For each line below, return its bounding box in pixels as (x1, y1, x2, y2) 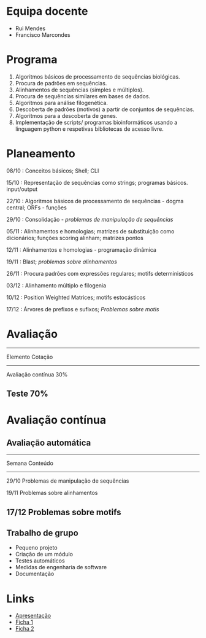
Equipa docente (6, 4, 88, 18)
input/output (6, 185, 38, 193)
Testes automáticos (15, 557, 66, 564)
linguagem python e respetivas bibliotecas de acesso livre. (15, 125, 164, 133)
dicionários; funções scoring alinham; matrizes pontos (6, 234, 144, 241)
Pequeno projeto (15, 544, 58, 551)
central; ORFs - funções (6, 204, 67, 211)
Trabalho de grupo (6, 527, 78, 538)
